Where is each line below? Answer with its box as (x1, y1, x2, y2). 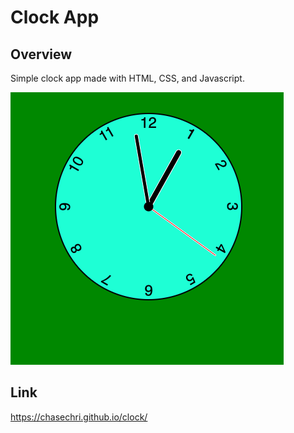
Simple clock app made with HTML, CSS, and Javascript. (10, 72, 245, 84)
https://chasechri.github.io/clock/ (10, 411, 148, 423)
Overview (10, 46, 73, 63)
